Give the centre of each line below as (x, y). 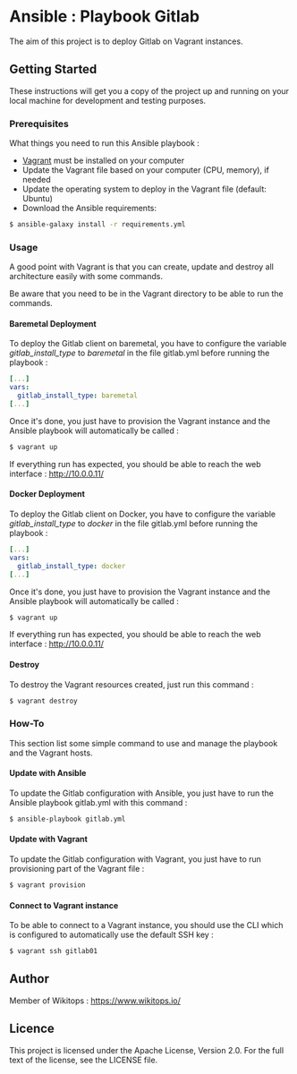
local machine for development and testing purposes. (108, 100)
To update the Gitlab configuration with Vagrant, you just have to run (136, 859)
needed (36, 180)
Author (29, 979)
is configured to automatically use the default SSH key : (112, 935)
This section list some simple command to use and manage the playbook (144, 743)
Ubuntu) (38, 199)
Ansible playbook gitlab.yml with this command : (98, 802)
